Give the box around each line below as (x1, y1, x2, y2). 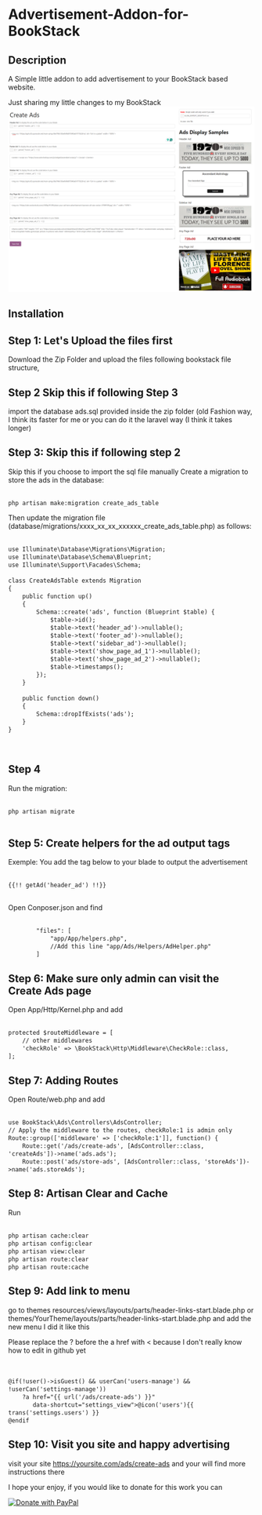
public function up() (22, 592, 92, 600)
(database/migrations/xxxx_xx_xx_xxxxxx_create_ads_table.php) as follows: (8, 521, 252, 530)
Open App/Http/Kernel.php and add (8, 1005, 124, 1014)
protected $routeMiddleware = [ (8, 1029, 113, 1037)
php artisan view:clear (8, 1247, 86, 1255)
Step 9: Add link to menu (8, 1284, 131, 1298)
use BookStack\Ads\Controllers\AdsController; (8, 1119, 163, 1127)
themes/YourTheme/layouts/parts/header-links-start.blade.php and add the (8, 1313, 252, 1323)
